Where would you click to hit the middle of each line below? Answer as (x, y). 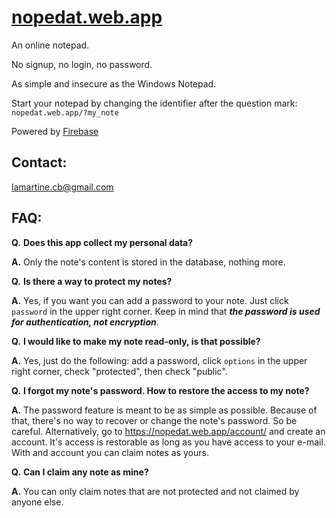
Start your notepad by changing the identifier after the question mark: (154, 103)
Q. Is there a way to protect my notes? (92, 281)
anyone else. (37, 502)
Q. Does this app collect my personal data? (102, 242)
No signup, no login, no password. (82, 64)
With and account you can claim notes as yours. (110, 452)
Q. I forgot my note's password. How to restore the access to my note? (160, 390)
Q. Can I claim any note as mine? (80, 472)
